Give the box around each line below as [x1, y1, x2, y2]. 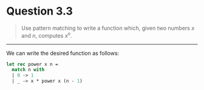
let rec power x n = [6, 61, 59, 67]
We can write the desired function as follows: [6, 49, 120, 57]
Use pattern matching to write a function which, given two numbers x [21, 24, 195, 32]
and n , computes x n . [21, 30, 72, 39]
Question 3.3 [6, 4, 73, 18]
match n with [12, 67, 45, 73]
